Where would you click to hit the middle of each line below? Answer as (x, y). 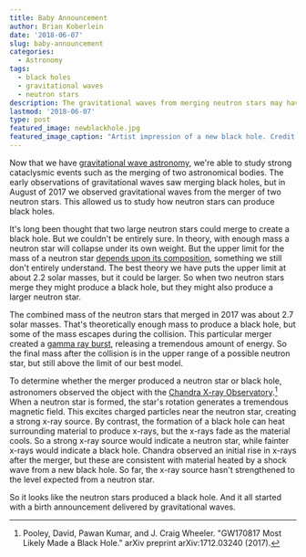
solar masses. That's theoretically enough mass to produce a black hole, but (153, 324)
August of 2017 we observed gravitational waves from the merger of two (146, 192)
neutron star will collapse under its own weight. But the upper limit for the (147, 248)
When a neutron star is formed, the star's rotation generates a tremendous (149, 402)
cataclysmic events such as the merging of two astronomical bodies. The (147, 172)
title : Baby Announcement (58, 18)
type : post (30, 120)
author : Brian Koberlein (56, 26)
